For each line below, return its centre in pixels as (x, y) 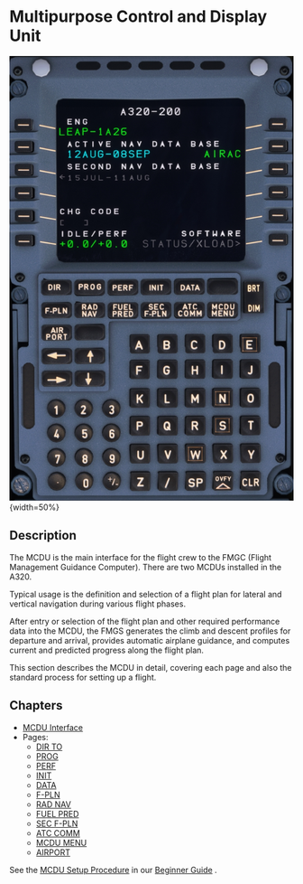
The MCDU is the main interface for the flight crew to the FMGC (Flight (141, 557)
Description (43, 536)
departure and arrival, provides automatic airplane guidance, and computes (150, 640)
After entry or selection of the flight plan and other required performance (145, 621)
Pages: (35, 737)
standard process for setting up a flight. (83, 677)
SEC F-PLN (57, 823)
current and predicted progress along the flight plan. (107, 650)
